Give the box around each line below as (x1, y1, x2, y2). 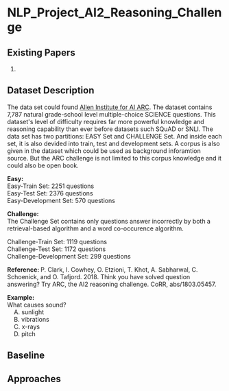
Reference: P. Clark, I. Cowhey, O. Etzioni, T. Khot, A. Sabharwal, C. (7, 265, 198, 274)
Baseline (7, 350, 45, 362)
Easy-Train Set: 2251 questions (7, 182, 95, 190)
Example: (7, 293, 35, 301)
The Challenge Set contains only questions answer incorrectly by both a (7, 217, 211, 225)
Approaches (7, 372, 62, 385)
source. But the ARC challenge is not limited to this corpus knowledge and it (7, 154, 221, 162)
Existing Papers (7, 47, 75, 58)
